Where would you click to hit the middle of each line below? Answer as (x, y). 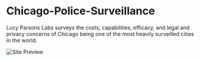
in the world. (22, 40)
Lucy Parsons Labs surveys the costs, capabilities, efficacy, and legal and (98, 28)
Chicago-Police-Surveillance (81, 11)
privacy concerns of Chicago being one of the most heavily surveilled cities (100, 33)
